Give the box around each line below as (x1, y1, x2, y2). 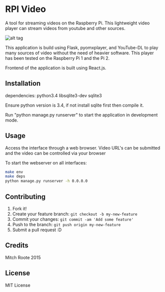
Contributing (5, 192, 46, 201)
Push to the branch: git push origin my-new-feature (12, 222, 121, 227)
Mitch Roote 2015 (5, 254, 41, 260)
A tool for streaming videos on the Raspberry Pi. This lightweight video (5, 20, 150, 26)
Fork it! (12, 206, 27, 211)
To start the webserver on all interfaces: (5, 159, 87, 165)
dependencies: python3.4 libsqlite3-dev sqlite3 (5, 92, 102, 98)
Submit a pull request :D (12, 227, 62, 233)
